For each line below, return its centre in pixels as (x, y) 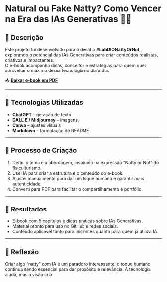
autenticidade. (27, 184)
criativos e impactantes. (30, 60)
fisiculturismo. (27, 168)
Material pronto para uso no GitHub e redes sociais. (65, 226)
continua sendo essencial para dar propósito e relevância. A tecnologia (78, 269)
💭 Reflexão (22, 252)
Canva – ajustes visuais (37, 125)
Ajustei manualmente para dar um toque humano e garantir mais (78, 178)
